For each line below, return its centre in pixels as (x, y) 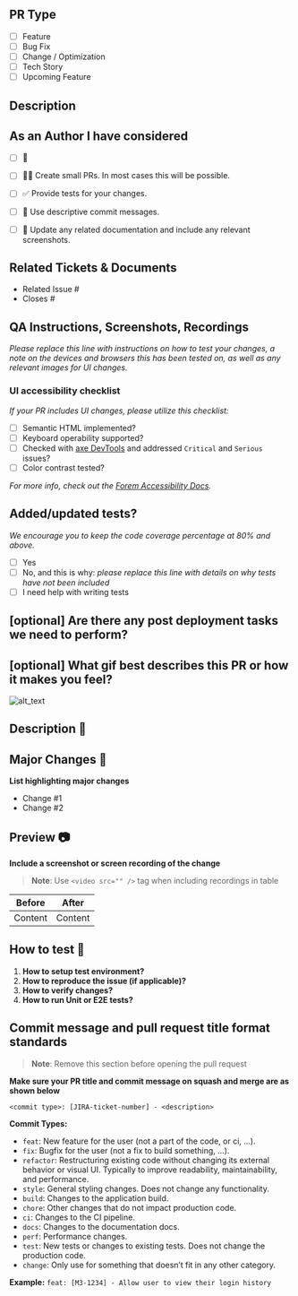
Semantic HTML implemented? (79, 428)
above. (22, 545)
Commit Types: (38, 1123)
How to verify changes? (68, 990)
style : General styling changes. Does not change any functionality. (146, 1188)
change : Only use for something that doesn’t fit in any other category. (149, 1265)
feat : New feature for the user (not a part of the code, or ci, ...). (139, 1141)
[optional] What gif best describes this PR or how (149, 665)
